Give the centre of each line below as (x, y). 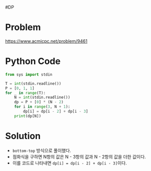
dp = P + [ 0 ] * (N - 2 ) (39, 102)
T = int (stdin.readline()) (33, 84)
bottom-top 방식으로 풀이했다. (42, 150)
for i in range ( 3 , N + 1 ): (42, 107)
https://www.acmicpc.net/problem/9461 (46, 41)
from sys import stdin (29, 74)
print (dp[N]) (28, 116)
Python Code (33, 61)
